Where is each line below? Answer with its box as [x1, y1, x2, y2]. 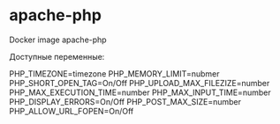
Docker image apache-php [9, 34, 108, 45]
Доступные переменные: [9, 51, 105, 62]
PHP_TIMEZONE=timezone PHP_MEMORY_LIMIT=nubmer [9, 68, 220, 79]
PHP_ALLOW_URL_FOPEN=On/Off [9, 106, 134, 116]
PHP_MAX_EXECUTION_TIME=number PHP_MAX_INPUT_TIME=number [9, 87, 271, 98]
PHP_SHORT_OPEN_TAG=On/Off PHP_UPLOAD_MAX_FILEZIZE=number [9, 77, 270, 88]
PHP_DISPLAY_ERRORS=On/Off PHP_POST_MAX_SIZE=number [9, 96, 241, 106]
